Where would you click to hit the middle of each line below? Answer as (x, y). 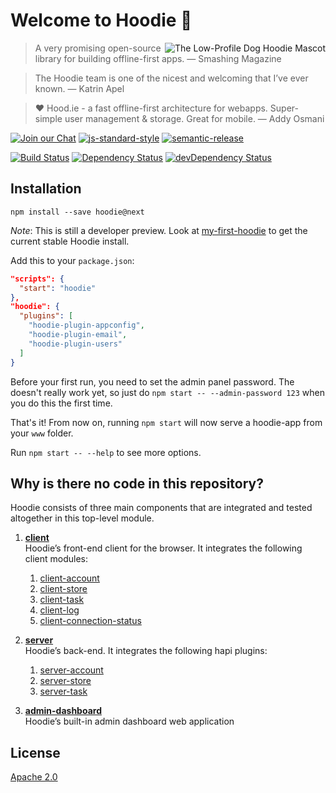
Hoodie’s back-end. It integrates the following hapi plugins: (146, 651)
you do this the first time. (61, 403)
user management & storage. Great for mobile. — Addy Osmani (194, 118)
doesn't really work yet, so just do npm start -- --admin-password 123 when (167, 392)
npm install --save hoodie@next (77, 212)
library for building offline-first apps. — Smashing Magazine (158, 58)
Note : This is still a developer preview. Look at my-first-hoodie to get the (159, 230)
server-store (65, 681)
